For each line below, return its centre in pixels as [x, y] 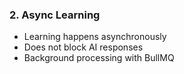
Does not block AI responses [83, 47]
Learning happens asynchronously [95, 37]
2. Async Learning [55, 15]
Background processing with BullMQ [99, 58]
